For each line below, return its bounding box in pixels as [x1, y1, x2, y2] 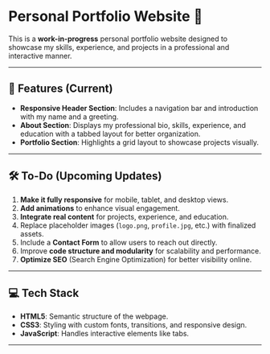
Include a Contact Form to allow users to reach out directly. [19, 237, 218, 247]
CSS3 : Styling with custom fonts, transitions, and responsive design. [19, 320, 247, 330]
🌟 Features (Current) [8, 82, 113, 96]
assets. [19, 228, 44, 238]
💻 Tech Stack [8, 286, 80, 300]
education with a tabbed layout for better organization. [19, 129, 201, 138]
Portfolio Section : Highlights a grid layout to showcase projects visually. [19, 137, 260, 147]
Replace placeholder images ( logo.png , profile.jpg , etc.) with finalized [19, 220, 256, 230]
